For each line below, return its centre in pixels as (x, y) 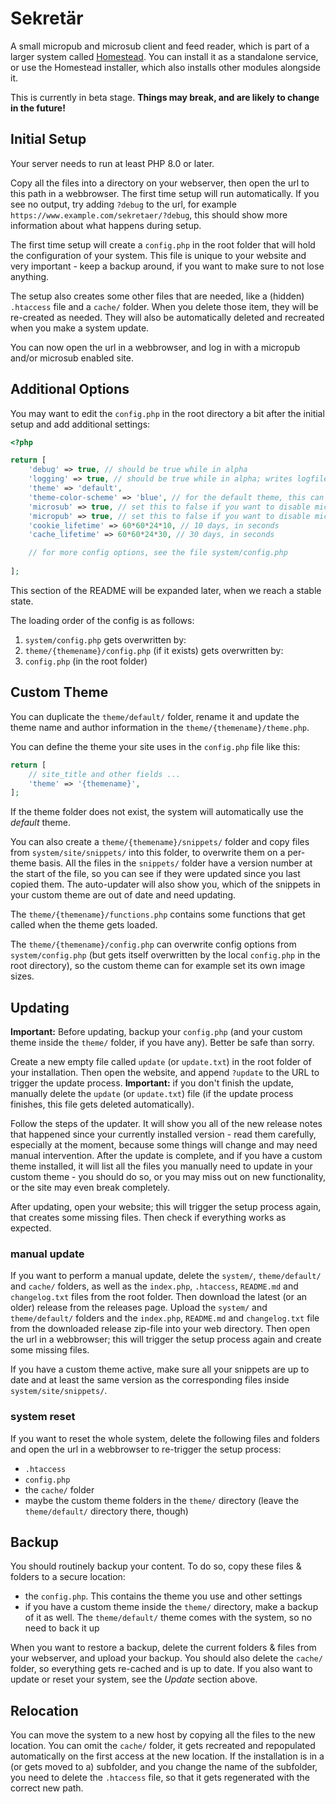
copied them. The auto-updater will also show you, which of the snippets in (165, 884)
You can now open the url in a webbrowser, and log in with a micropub (155, 347)
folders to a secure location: (68, 1577)
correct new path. (47, 1788)
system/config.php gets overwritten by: (105, 639)
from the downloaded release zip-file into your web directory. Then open (160, 1329)
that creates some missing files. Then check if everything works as (148, 1218)
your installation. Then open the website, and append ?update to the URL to (165, 1073)
